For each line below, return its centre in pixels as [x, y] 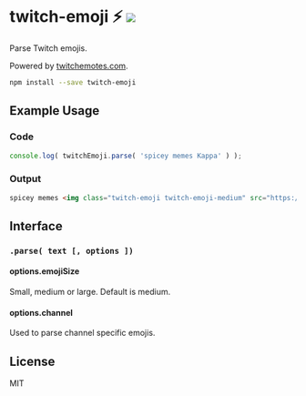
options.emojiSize [45, 271]
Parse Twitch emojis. [49, 48]
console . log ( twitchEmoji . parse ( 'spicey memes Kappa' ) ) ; [126, 156]
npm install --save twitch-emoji [73, 82]
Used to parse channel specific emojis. [82, 333]
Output [25, 179]
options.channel [41, 312]
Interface [36, 226]
